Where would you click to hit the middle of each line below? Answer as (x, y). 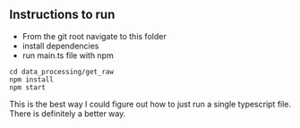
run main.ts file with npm (68, 55)
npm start (28, 87)
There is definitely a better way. (68, 113)
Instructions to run (62, 15)
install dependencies (60, 46)
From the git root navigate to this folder (94, 36)
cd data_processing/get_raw (62, 72)
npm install (31, 80)
